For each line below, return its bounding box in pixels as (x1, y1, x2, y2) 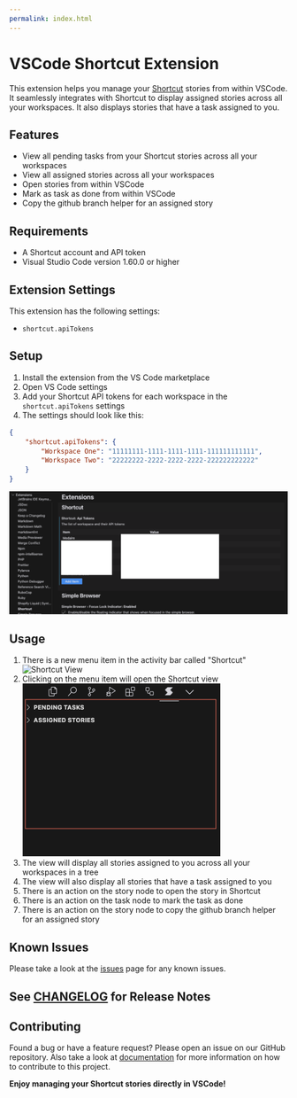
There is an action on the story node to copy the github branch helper (21, 905, 276, 915)
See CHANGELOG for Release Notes (9, 989, 211, 1004)
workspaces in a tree (21, 867, 99, 877)
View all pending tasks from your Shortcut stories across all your (21, 151, 258, 161)
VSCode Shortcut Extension (9, 53, 219, 74)
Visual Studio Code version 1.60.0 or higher (21, 257, 180, 268)
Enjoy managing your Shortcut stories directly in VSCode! (9, 1079, 226, 1089)
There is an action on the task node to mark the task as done (21, 895, 244, 906)
